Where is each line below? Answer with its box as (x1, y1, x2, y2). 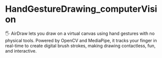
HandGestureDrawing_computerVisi (5, 3, 158, 15)
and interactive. (5, 48, 37, 54)
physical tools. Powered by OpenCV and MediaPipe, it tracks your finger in (5, 37, 157, 43)
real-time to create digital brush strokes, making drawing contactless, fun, (5, 43, 156, 49)
